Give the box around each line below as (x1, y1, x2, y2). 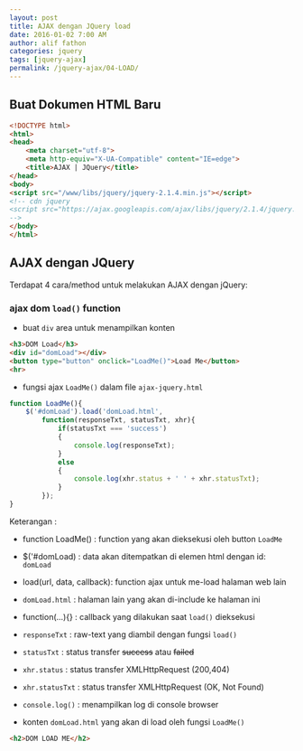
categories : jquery (9, 47, 83, 56)
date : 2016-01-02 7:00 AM (9, 30, 106, 39)
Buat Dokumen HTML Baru (9, 97, 161, 113)
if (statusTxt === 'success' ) (57, 424, 168, 434)
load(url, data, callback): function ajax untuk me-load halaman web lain (22, 576, 287, 587)
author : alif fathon (9, 38, 87, 48)
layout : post (9, 13, 59, 23)
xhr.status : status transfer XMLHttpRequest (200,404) (22, 663, 230, 674)
